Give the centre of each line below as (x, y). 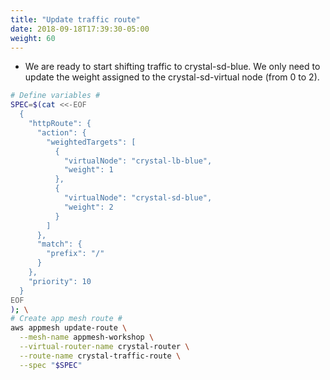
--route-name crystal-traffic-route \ (100, 356)
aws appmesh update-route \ (69, 328)
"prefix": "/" (75, 254)
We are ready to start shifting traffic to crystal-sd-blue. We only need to (172, 67)
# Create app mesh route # (66, 319)
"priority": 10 (60, 281)
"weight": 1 (88, 170)
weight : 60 (33, 38)
